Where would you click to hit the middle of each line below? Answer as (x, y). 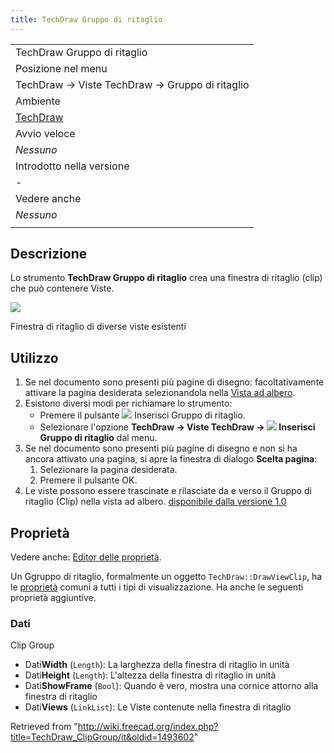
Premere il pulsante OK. (88, 480)
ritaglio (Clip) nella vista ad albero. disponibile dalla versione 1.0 (155, 502)
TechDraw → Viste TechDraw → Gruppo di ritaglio (132, 84)
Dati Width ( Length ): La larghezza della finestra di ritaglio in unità (157, 665)
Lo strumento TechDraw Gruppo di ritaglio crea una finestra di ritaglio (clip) (166, 278)
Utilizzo (34, 357)
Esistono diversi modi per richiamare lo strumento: (128, 403)
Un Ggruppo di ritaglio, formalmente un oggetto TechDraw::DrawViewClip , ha (166, 577)
